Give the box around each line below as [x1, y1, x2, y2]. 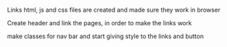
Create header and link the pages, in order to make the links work [7, 19, 192, 27]
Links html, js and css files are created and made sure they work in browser [7, 6, 221, 14]
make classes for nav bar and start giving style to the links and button [7, 32, 204, 40]
